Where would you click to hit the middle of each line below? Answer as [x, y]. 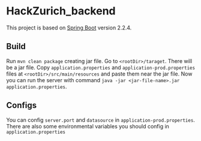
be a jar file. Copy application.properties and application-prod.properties [101, 67]
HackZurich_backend [61, 11]
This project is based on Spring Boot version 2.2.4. [69, 28]
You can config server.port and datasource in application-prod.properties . [100, 120]
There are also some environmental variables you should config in [88, 126]
